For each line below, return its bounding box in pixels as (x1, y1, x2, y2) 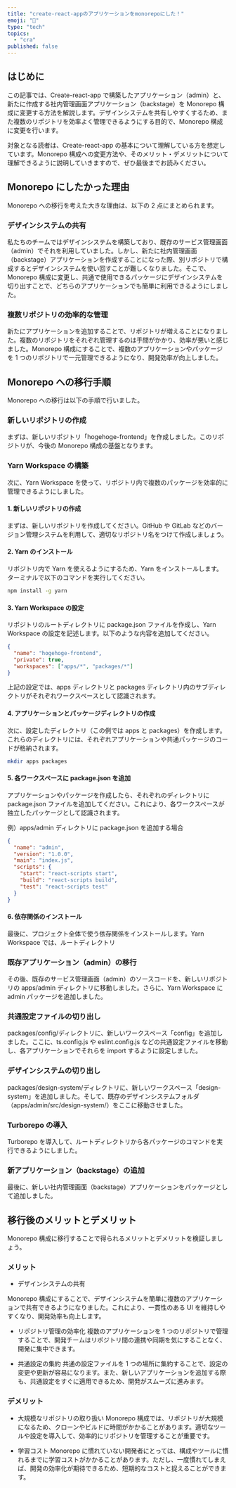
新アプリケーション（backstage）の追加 (7, 1165, 145, 1175)
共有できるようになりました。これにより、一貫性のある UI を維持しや (25, 1303, 226, 1312)
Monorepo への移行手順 (7, 376, 112, 388)
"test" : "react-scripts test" (20, 883, 109, 890)
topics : (7, 30, 30, 37)
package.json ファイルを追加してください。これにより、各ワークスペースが (7, 799, 225, 808)
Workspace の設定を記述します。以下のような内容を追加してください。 (7, 629, 214, 637)
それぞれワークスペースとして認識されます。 (31, 692, 160, 700)
